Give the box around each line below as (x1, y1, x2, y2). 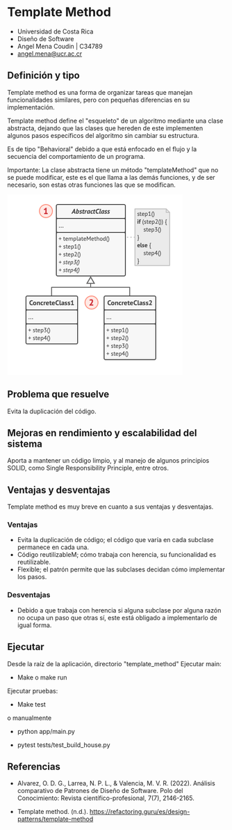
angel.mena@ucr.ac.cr (17, 49, 83, 58)
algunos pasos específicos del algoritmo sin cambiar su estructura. (7, 131, 199, 139)
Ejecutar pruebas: (7, 686, 58, 695)
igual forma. (17, 621, 52, 629)
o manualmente (7, 714, 52, 722)
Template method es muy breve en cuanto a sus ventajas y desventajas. (7, 502, 214, 511)
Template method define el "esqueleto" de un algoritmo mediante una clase (7, 116, 224, 125)
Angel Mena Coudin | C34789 (17, 42, 103, 50)
